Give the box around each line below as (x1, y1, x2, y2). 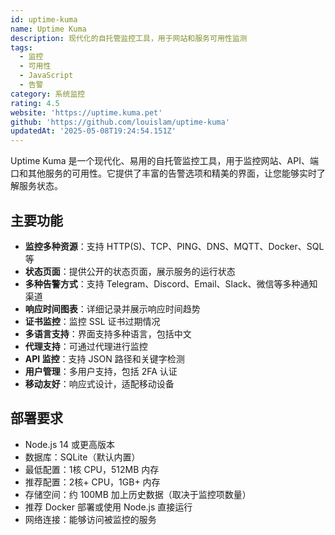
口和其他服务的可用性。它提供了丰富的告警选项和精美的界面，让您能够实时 (10, 167, 317, 180)
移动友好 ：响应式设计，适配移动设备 (24, 377, 175, 390)
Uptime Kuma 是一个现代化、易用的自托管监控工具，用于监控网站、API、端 (10, 155, 319, 167)
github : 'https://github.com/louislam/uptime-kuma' (10, 117, 230, 127)
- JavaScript (19, 71, 74, 81)
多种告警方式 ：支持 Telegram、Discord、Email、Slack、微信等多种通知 (24, 277, 318, 290)
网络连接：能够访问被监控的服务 (24, 513, 157, 525)
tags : (10, 42, 33, 53)
